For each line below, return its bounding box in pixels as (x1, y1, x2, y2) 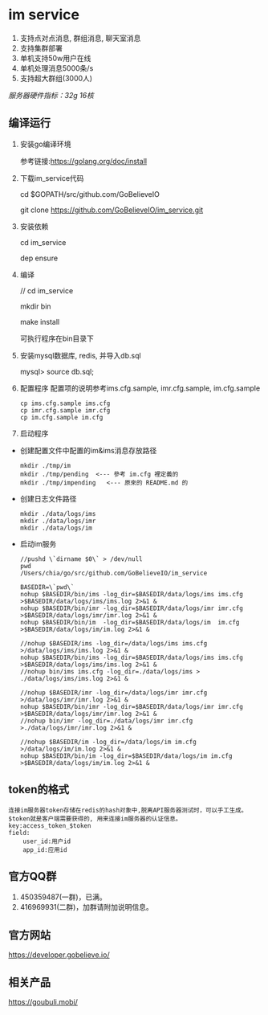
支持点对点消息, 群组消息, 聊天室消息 (19, 33, 141, 43)
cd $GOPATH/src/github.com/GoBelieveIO (19, 189, 160, 198)
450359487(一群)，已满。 (19, 892, 107, 902)
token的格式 (8, 783, 70, 796)
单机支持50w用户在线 (19, 53, 91, 63)
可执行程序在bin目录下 (19, 334, 95, 343)
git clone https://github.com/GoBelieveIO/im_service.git (19, 205, 204, 215)
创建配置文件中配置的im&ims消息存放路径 (19, 445, 157, 455)
